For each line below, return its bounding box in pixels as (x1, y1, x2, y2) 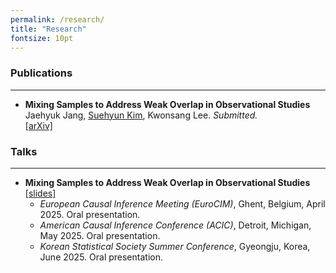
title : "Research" (10, 24, 87, 34)
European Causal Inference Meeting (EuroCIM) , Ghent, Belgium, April (39, 197, 326, 210)
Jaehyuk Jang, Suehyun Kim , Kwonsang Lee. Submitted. (24, 109, 258, 121)
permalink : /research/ (10, 14, 105, 25)
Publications (10, 66, 73, 80)
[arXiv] (24, 119, 53, 131)
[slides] (24, 187, 57, 199)
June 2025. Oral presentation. (39, 251, 163, 263)
